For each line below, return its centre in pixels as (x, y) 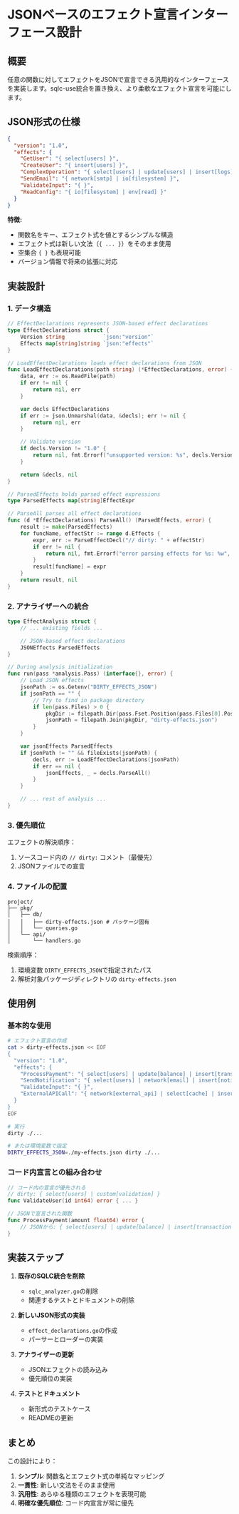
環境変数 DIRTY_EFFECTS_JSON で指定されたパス (85, 970)
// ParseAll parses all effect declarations (74, 514)
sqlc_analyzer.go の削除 (63, 1291)
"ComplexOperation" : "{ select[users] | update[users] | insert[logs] (127, 172)
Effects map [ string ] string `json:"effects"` (87, 343)
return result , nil (49, 580)
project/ (20, 902)
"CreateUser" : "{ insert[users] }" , (75, 166)
